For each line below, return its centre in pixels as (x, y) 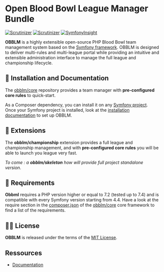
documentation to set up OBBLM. (39, 115)
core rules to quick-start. (30, 95)
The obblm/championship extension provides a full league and (69, 142)
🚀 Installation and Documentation (57, 78)
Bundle (20, 19)
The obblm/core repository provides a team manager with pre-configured (80, 90)
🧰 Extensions (25, 131)
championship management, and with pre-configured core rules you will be (82, 148)
